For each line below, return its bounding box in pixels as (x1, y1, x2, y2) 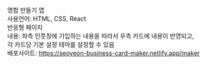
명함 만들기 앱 (7, 6, 45, 14)
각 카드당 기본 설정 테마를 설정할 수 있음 (7, 41, 115, 48)
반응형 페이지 (7, 23, 43, 31)
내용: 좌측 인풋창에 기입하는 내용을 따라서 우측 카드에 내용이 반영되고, (7, 32, 194, 40)
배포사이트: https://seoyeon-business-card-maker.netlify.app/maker (7, 49, 200, 57)
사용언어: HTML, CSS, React (7, 14, 87, 23)
